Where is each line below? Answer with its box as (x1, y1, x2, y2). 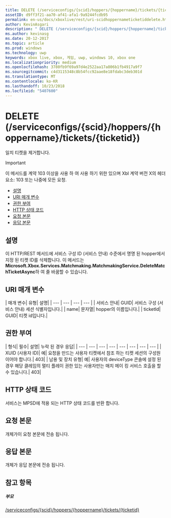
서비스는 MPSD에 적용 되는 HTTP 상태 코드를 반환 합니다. (5, 400, 120, 406)
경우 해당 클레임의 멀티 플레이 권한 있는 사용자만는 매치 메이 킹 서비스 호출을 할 (5, 363, 161, 369)
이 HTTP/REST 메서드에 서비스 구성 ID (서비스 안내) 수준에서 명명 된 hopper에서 (5, 251, 165, 257)
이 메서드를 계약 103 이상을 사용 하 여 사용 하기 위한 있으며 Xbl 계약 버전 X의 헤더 (5, 170, 166, 176)
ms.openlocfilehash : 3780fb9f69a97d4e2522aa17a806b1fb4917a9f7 (5, 64, 142, 70)
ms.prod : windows (5, 46, 42, 51)
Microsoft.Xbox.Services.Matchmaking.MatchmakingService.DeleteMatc (5, 263, 165, 269)
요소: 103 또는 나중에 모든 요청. (5, 177, 67, 183)
